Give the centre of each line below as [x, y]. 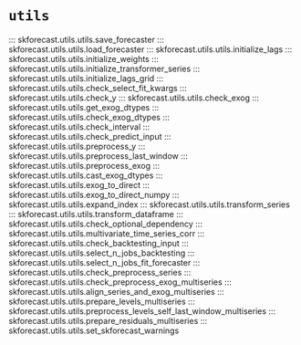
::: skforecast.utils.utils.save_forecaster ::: [87, 39]
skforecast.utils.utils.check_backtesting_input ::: [99, 243]
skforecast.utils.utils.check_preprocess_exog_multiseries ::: [120, 282]
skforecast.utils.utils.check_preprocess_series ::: [100, 272]
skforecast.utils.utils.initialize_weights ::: [83, 58]
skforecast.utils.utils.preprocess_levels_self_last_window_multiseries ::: [142, 311]
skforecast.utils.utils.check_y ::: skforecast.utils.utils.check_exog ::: [134, 98]
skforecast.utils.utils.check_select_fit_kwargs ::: [98, 88]
